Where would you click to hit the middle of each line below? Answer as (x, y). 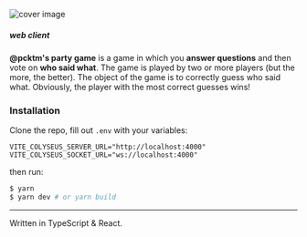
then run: (26, 172)
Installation (35, 110)
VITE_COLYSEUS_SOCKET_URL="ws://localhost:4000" (104, 155)
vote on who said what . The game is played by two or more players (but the (152, 67)
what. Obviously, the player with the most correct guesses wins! (130, 87)
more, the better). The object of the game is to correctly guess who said (145, 77)
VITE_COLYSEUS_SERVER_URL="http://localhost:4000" (108, 147)
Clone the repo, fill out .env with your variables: (99, 130)
